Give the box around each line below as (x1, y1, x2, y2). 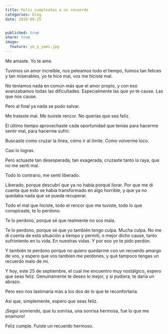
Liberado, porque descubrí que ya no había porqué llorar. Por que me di (5, 182, 153, 188)
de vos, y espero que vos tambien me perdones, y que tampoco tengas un (5, 253, 159, 259)
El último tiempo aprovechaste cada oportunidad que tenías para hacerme (5, 123, 158, 129)
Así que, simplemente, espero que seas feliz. (5, 298, 98, 304)
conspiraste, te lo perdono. (5, 207, 61, 213)
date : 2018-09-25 (5, 17, 42, 22)
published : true (5, 30, 39, 35)
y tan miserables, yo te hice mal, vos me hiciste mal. (5, 73, 113, 79)
